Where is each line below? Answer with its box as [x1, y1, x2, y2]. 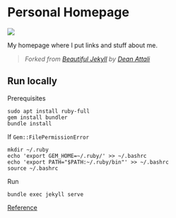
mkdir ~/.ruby [7, 146, 49, 153]
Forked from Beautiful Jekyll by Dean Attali [24, 54, 151, 63]
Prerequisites [7, 93, 46, 103]
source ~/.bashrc [7, 164, 59, 172]
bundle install [7, 120, 52, 127]
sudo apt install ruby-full [7, 108, 90, 115]
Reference [7, 203, 37, 212]
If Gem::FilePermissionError [7, 132, 90, 141]
